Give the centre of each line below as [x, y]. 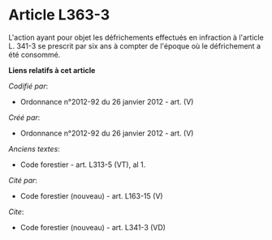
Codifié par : [28, 86]
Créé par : [24, 117]
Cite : [16, 212]
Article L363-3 [59, 15]
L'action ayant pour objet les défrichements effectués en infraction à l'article [136, 37]
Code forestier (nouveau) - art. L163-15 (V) [92, 195]
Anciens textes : [35, 148]
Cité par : [23, 180]
